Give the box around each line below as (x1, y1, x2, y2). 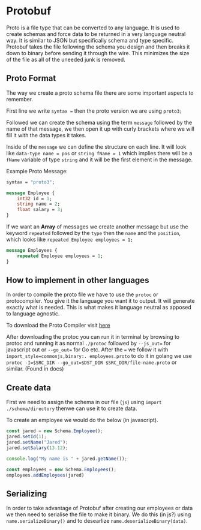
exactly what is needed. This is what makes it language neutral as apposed (6, 304, 192, 311)
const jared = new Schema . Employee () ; (6, 428, 103, 434)
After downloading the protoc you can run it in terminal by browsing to (6, 333, 180, 341)
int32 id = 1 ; (17, 195, 52, 201)
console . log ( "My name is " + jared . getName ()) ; (6, 456, 128, 462)
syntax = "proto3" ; (6, 179, 55, 185)
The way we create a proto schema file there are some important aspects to (6, 89, 194, 97)
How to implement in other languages (6, 275, 149, 285)
